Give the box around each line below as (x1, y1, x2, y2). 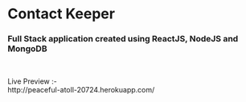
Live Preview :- (7, 76, 57, 86)
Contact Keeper (7, 5, 116, 23)
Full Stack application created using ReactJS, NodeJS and (7, 33, 239, 45)
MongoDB (7, 43, 47, 54)
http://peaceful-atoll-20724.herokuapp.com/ (7, 85, 155, 95)
